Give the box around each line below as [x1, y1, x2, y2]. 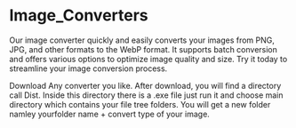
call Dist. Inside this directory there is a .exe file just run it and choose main [9, 90, 284, 100]
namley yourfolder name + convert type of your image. [9, 108, 211, 119]
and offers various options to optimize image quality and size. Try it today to [9, 53, 288, 64]
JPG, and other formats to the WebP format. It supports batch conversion [9, 44, 278, 54]
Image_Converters [9, 5, 148, 26]
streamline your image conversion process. [9, 63, 168, 74]
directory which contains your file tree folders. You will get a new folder [9, 99, 271, 109]
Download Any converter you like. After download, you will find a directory [9, 80, 282, 91]
